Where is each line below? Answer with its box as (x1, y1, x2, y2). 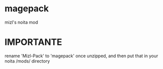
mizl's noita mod (4, 19, 38, 25)
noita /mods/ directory (4, 58, 50, 64)
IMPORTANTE (4, 36, 63, 48)
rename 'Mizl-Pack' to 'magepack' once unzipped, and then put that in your (4, 53, 159, 59)
